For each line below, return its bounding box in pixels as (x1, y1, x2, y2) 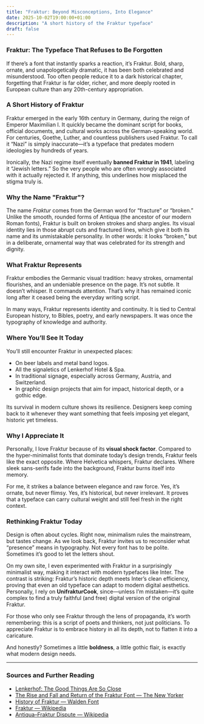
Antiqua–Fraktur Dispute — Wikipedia (15, 711, 109, 718)
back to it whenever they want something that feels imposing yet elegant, (6, 409, 190, 417)
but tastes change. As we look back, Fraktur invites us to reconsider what (6, 538, 190, 545)
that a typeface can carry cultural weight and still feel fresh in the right (6, 496, 183, 503)
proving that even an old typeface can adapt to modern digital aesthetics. (6, 581, 190, 589)
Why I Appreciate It (6, 431, 64, 440)
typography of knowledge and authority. (6, 318, 107, 326)
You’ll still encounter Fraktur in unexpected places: (6, 347, 133, 355)
